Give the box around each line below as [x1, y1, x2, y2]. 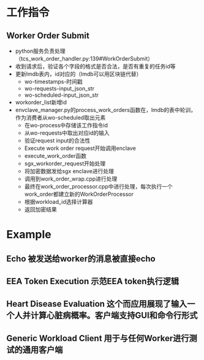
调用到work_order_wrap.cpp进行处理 [24, 175, 118, 182]
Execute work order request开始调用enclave [24, 144, 136, 152]
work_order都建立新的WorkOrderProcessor [24, 190, 134, 198]
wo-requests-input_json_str [24, 85, 95, 92]
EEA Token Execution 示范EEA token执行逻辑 [6, 276, 179, 287]
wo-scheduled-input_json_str [24, 91, 99, 99]
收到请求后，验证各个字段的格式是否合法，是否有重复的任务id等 [15, 62, 176, 70]
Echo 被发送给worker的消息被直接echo [6, 253, 156, 264]
